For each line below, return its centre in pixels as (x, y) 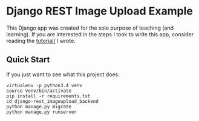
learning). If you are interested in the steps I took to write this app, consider (100, 34)
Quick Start (28, 60)
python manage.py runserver (42, 112)
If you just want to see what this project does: (63, 74)
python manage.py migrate (39, 106)
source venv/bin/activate (39, 91)
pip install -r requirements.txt (48, 96)
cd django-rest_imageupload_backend (52, 101)
